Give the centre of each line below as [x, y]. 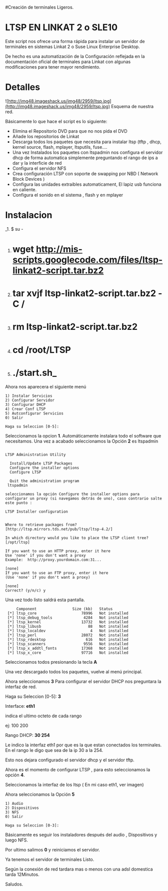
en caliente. [24, 189]
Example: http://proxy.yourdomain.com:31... [53, 560]
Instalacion [29, 215]
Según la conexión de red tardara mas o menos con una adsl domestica [79, 869]
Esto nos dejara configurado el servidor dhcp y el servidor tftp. [70, 760]
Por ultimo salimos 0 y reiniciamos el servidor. [52, 849]
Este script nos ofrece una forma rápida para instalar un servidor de [75, 41]
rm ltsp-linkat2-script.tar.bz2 [75, 327]
